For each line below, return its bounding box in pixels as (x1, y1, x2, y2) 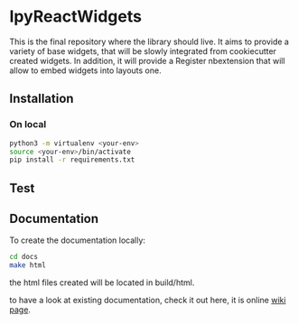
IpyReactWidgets (9, 6, 143, 27)
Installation (9, 91, 74, 106)
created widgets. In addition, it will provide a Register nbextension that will (9, 55, 286, 66)
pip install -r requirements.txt (9, 155, 135, 164)
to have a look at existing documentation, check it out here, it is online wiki (9, 295, 286, 306)
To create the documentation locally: (9, 235, 146, 245)
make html (9, 261, 47, 270)
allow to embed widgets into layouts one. (9, 65, 162, 76)
